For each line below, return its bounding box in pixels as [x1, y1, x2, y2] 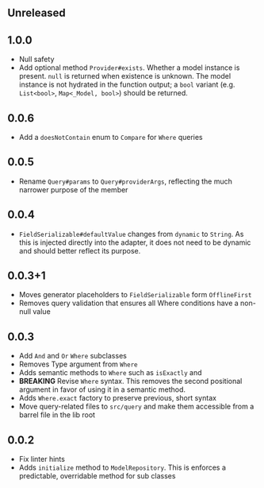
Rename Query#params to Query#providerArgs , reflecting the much [18, 176, 233, 186]
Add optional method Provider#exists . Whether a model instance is [18, 63, 240, 72]
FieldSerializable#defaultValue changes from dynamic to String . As [18, 229, 244, 238]
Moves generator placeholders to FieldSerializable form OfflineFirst [18, 290, 252, 300]
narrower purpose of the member [18, 184, 128, 194]
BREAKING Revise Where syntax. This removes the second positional [18, 377, 243, 386]
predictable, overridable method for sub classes [18, 471, 176, 481]
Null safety [18, 55, 55, 64]
